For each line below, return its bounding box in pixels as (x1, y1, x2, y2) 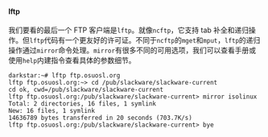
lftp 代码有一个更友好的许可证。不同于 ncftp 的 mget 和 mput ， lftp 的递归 (29, 35, 261, 45)
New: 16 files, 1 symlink (8, 107, 95, 115)
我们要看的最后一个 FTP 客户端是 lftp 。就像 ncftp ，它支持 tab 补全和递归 (8, 25, 249, 35)
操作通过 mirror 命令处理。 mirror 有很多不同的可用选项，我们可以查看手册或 (8, 45, 256, 56)
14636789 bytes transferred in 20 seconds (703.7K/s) (8, 114, 193, 122)
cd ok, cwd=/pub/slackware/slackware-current (8, 85, 163, 94)
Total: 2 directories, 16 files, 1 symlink (8, 100, 157, 108)
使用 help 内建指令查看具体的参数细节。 (8, 56, 136, 65)
